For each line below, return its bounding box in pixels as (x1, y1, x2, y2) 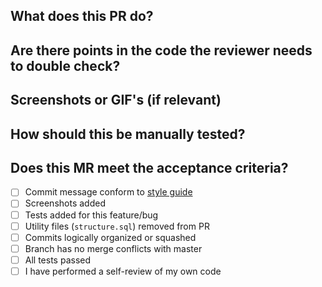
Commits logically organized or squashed (24, 231, 197, 243)
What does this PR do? (10, 8, 154, 25)
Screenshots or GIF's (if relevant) (10, 92, 222, 109)
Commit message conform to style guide (24, 186, 193, 198)
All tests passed (24, 254, 92, 266)
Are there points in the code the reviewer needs (10, 42, 313, 59)
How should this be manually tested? (10, 125, 246, 143)
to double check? (10, 57, 121, 74)
